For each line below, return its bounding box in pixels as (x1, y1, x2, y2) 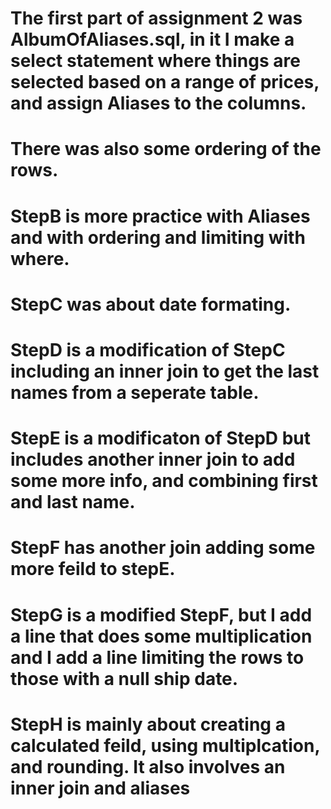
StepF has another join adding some (10, 537, 316, 559)
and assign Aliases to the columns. (10, 92, 307, 115)
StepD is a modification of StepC (10, 338, 286, 361)
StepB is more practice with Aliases (10, 205, 311, 227)
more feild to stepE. (10, 558, 176, 581)
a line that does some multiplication (10, 625, 313, 647)
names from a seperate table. (10, 381, 260, 404)
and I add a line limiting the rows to (10, 646, 305, 669)
